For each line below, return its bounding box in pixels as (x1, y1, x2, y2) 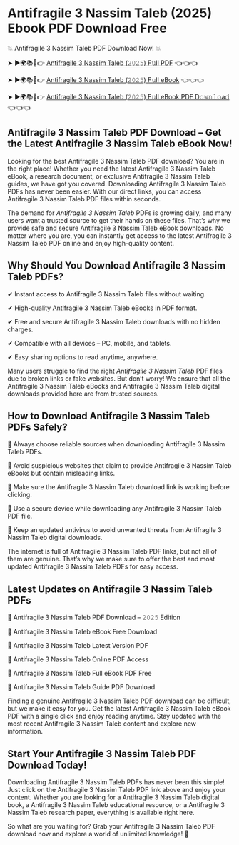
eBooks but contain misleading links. (7, 469, 116, 478)
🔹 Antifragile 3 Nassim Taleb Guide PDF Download (7, 683, 156, 691)
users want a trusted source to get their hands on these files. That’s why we (7, 216, 230, 224)
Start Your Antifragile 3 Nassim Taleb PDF (7, 748, 197, 760)
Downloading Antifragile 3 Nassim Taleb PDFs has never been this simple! (7, 778, 225, 786)
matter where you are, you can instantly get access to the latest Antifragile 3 (7, 231, 232, 240)
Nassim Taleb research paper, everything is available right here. (7, 809, 195, 816)
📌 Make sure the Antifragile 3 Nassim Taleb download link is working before (7, 483, 230, 491)
